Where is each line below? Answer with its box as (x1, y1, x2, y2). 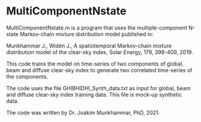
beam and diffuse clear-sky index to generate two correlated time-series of (6, 66, 193, 73)
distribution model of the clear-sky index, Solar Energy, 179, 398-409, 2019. (6, 48, 193, 55)
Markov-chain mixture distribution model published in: (20, 30, 154, 37)
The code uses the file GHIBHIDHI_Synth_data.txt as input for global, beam (6, 84, 191, 91)
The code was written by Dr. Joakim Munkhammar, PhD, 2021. (6, 109, 160, 116)
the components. (6, 73, 49, 80)
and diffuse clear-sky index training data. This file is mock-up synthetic (6, 91, 182, 98)
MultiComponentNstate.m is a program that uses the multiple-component (6, 24, 188, 31)
